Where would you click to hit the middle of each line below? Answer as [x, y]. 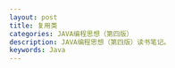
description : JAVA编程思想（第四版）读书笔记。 [90, 42]
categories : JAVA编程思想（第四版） [71, 34]
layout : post [33, 17]
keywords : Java [37, 50]
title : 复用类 [33, 26]
